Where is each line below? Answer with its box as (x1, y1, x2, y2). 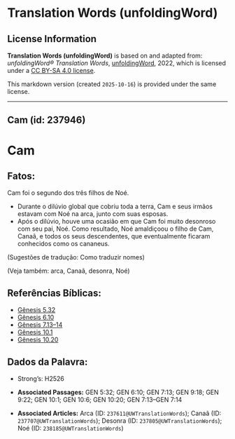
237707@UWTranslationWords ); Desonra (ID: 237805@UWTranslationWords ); (17, 417, 222, 425)
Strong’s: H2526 (17, 374, 65, 383)
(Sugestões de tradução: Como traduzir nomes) (7, 253, 145, 262)
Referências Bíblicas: (7, 287, 101, 299)
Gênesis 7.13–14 (17, 320, 63, 329)
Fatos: (7, 170, 36, 182)
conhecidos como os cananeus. (17, 240, 110, 248)
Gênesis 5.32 (17, 306, 56, 314)
